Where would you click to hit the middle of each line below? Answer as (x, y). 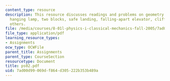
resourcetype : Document (30, 61)
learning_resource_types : (32, 38)
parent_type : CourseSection (35, 57)
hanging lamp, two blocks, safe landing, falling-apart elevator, (81, 19)
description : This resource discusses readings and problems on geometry (85, 15)
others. (18, 24)
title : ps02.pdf (22, 66)
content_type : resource (30, 10)
